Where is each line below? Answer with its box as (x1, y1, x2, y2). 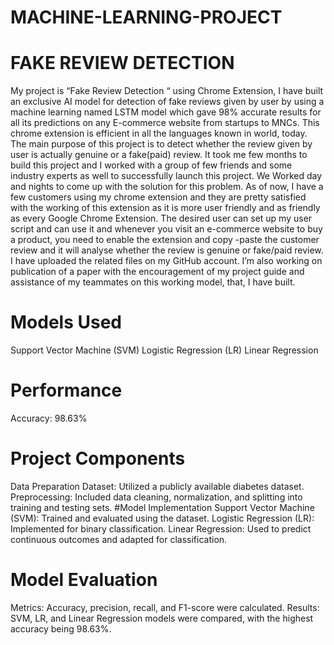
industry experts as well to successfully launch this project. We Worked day (10, 170, 323, 182)
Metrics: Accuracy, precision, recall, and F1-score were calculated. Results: (10, 601, 320, 613)
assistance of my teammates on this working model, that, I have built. (10, 276, 296, 288)
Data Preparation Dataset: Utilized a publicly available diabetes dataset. (10, 480, 305, 492)
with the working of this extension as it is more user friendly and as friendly (10, 202, 321, 214)
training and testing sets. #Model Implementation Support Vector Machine (10, 501, 315, 513)
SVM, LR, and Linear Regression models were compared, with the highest (10, 612, 314, 624)
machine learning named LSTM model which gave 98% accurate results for (10, 106, 322, 118)
